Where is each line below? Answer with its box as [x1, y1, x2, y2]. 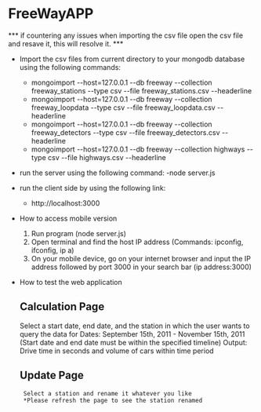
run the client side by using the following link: [19, 183, 166, 192]
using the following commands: [19, 62, 121, 71]
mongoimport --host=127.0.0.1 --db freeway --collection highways [31, 144, 245, 154]
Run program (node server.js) [31, 228, 127, 238]
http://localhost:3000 [31, 198, 100, 208]
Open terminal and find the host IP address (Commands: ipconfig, [31, 237, 244, 246]
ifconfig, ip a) [31, 245, 74, 255]
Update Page [19, 369, 85, 382]
